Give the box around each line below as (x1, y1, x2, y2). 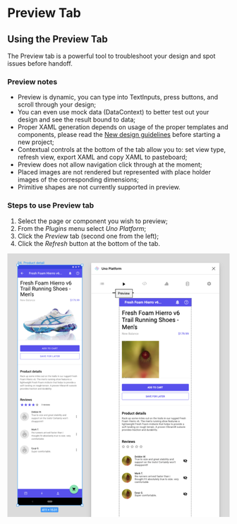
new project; (17, 138, 54, 146)
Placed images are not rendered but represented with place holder (17, 168, 212, 177)
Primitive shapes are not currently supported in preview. (17, 183, 181, 191)
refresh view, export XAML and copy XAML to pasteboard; (17, 153, 188, 162)
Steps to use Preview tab (7, 201, 95, 210)
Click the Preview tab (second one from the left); (17, 232, 159, 240)
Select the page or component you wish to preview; (17, 217, 168, 225)
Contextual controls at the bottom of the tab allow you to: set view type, (17, 145, 226, 154)
